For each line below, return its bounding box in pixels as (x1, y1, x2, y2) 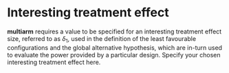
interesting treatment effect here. (7, 58, 101, 66)
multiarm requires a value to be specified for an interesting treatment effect (7, 27, 222, 35)
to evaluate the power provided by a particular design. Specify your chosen (7, 50, 221, 59)
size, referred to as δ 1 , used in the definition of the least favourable (7, 34, 197, 44)
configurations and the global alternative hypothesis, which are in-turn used (7, 43, 222, 52)
